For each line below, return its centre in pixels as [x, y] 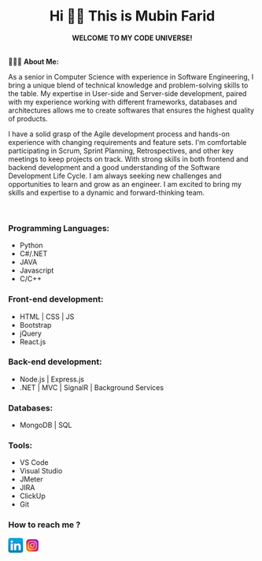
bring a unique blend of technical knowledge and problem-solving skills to [128, 85]
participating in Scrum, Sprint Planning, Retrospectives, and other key [121, 150]
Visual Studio [41, 471]
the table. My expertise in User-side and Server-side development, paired [127, 93]
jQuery [30, 333]
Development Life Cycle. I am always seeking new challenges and [115, 176]
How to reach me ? [44, 525]
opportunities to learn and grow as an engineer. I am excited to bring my [125, 184]
